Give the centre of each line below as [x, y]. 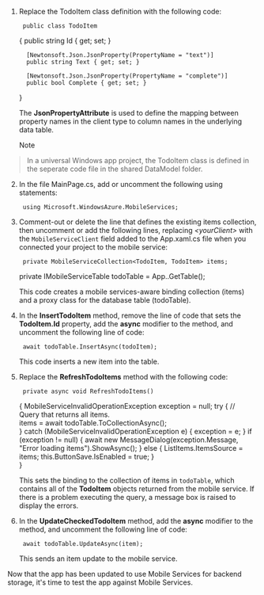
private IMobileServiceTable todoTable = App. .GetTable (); [112, 276]
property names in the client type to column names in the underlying [130, 121]
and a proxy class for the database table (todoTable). [105, 300]
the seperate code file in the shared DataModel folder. [115, 169]
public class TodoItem [60, 26]
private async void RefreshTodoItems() [88, 391]
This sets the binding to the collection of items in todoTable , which [126, 480]
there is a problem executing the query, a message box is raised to [127, 497]
